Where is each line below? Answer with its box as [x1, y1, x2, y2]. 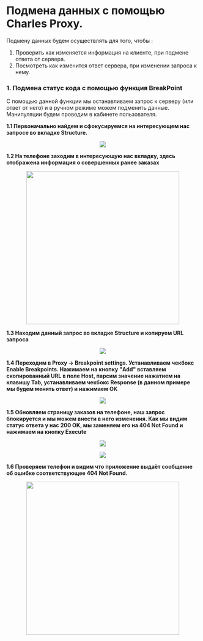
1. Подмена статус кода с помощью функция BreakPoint [6, 83, 183, 92]
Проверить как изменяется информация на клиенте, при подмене [15, 48, 189, 56]
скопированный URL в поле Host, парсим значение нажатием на [6, 372, 181, 380]
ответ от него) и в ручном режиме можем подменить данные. [6, 104, 170, 112]
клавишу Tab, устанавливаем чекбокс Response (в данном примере [6, 379, 191, 386]
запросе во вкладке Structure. [6, 129, 87, 137]
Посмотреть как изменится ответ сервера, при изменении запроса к [15, 62, 197, 69]
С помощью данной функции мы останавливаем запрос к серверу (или [6, 97, 194, 105]
